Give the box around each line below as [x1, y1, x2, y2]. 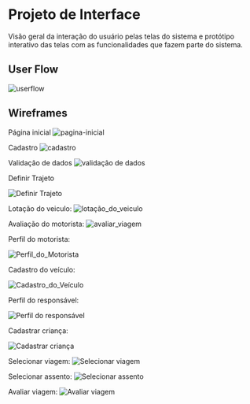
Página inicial [8, 128, 51, 137]
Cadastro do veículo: [8, 265, 76, 274]
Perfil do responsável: [8, 295, 79, 305]
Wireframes [8, 106, 68, 120]
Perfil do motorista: [8, 234, 71, 243]
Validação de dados [8, 158, 72, 167]
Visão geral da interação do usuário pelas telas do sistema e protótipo [8, 32, 234, 41]
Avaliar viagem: [8, 387, 58, 396]
